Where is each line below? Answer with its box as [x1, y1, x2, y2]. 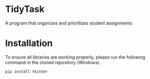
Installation [5, 37, 53, 49]
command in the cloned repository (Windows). [5, 59, 101, 65]
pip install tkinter [5, 69, 48, 74]
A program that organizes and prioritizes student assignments [5, 20, 132, 26]
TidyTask [5, 3, 44, 15]
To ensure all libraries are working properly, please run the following [5, 54, 145, 60]
